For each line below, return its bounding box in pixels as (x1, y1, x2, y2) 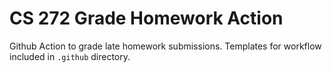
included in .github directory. (9, 50, 131, 62)
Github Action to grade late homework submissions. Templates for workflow (9, 40, 322, 52)
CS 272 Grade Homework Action (9, 7, 284, 30)
